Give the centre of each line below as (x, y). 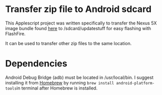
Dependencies (36, 64)
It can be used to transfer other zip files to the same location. (68, 43)
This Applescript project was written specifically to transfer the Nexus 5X (81, 23)
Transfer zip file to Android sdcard (78, 9)
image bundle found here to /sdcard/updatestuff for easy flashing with (78, 28)
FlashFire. (16, 33)
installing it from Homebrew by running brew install (60, 82)
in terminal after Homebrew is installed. (57, 88)
